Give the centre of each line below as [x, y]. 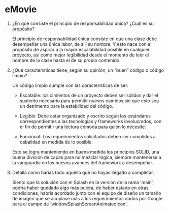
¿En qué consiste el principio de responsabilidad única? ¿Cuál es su [83, 23]
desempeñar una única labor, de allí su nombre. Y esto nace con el [82, 44]
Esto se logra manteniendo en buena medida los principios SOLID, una [86, 152]
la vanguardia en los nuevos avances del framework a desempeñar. [82, 162]
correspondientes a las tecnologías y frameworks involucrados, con [91, 121]
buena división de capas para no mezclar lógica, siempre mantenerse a [87, 157]
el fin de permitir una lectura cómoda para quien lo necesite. [83, 127]
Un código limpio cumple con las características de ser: [70, 85]
